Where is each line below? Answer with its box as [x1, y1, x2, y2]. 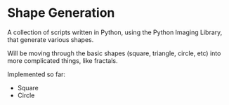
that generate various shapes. [7, 35, 94, 43]
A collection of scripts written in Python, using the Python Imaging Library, [7, 28, 223, 36]
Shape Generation [7, 5, 115, 21]
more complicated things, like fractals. [7, 56, 118, 64]
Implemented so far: [7, 70, 65, 78]
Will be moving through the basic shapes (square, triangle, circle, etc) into [7, 49, 221, 57]
